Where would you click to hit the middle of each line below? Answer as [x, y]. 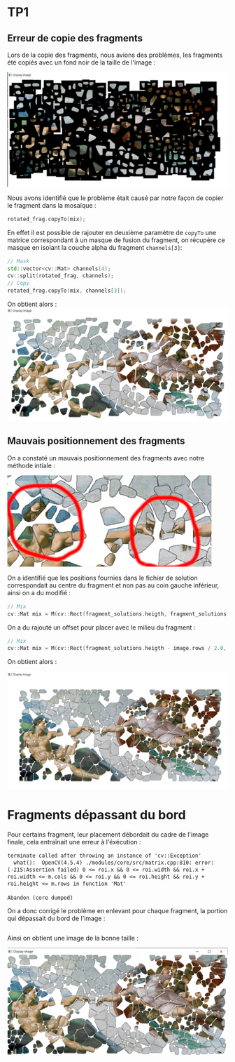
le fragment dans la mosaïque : [52, 205]
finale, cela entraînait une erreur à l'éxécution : [74, 842]
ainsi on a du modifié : [39, 592]
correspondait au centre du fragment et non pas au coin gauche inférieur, [113, 585]
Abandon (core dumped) [40, 898]
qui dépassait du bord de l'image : [56, 918]
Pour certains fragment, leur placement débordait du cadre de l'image [108, 835]
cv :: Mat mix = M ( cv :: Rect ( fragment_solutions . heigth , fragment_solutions [117, 614]
